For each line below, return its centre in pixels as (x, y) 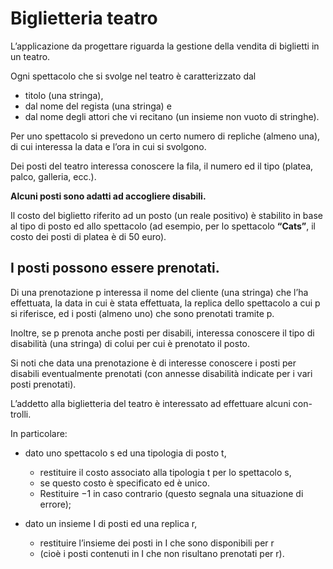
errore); (55, 504)
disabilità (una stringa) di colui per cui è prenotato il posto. (130, 343)
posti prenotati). (43, 384)
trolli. (21, 414)
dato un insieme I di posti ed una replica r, (111, 523)
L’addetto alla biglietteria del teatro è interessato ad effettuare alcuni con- (161, 403)
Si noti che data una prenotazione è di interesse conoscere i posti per (153, 363)
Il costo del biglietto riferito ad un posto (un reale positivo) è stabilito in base (166, 215)
